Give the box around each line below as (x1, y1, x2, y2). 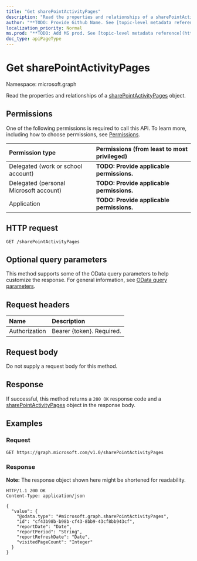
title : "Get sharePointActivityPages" (6, 8, 101, 15)
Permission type (9, 148, 56, 156)
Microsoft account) (9, 186, 62, 194)
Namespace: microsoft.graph (6, 80, 77, 88)
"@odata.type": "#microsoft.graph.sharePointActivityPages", (16, 513, 169, 519)
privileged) (96, 152, 128, 160)
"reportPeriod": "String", (16, 529, 83, 535)
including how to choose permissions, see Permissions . (6, 130, 141, 138)
